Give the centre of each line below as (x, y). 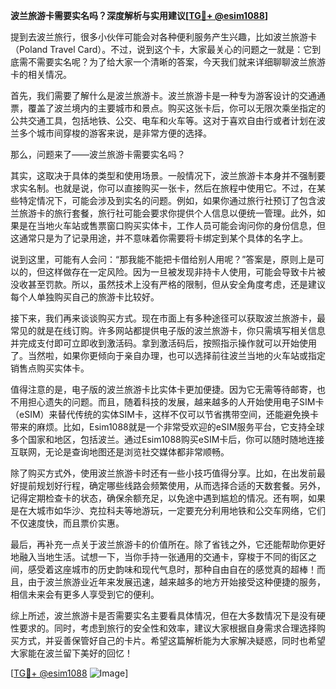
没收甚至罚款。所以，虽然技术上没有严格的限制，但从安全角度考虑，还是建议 (168, 284)
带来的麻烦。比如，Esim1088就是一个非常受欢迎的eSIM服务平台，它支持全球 (167, 427)
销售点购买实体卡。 (50, 368)
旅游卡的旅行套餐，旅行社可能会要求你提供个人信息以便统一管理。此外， (167, 213)
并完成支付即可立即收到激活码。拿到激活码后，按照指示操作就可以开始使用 (163, 343)
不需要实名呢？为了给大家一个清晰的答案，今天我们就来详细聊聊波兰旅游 (176, 62)
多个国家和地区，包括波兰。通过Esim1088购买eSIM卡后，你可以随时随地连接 (167, 439)
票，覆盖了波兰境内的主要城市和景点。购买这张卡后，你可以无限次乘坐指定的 (168, 108)
